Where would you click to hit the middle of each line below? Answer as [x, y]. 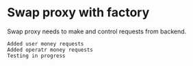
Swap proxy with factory [78, 13]
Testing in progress [37, 56]
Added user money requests [46, 44]
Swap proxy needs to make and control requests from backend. [97, 31]
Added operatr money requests [50, 50]
